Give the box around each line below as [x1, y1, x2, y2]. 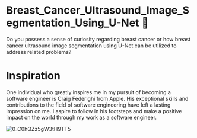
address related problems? [6, 48, 72, 55]
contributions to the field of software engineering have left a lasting [6, 101, 171, 108]
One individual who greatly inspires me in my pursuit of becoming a [6, 88, 171, 95]
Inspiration [6, 69, 61, 83]
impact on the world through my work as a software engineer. [6, 114, 157, 121]
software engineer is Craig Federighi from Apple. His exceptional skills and [6, 95, 189, 102]
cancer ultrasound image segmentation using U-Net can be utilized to [6, 42, 177, 49]
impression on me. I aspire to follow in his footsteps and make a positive [6, 107, 182, 114]
